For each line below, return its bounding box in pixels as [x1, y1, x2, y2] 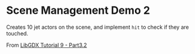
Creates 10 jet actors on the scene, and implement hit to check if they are [6, 23, 189, 31]
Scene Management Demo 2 [6, 4, 151, 17]
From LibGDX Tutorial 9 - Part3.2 [6, 41, 87, 49]
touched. [6, 29, 29, 37]
